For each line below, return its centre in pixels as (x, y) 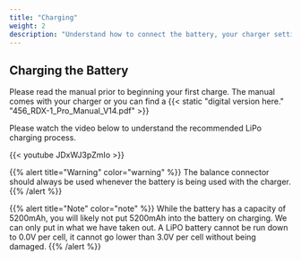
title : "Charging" (43, 17)
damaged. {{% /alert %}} (55, 247)
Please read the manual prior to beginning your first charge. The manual (142, 92)
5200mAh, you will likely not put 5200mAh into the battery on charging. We (148, 218)
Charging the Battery (69, 70)
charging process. (43, 138)
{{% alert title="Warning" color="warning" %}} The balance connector (139, 173)
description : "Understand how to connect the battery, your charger (140, 34)
